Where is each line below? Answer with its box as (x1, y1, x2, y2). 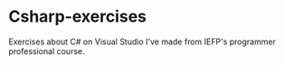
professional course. (8, 45, 85, 56)
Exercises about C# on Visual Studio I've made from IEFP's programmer (8, 36, 277, 47)
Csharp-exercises (8, 6, 147, 27)
